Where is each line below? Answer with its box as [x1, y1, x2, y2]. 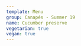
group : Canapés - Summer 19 [6, 14, 76, 20]
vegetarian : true [6, 25, 49, 32]
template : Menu [6, 8, 44, 15]
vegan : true [6, 31, 35, 37]
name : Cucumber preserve [6, 20, 67, 26]
